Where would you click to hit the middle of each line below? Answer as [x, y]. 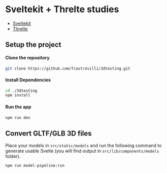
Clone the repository [27, 57]
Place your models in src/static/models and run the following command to [83, 146]
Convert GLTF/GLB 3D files [49, 133]
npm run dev [18, 118]
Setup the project [33, 45]
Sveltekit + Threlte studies [62, 9]
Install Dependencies [28, 80]
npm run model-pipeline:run [35, 166]
